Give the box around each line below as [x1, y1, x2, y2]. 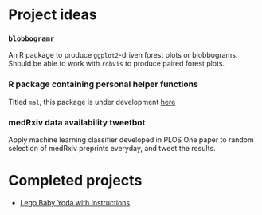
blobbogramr [8, 34, 55, 43]
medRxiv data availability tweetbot [8, 117, 146, 128]
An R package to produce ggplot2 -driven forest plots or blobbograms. [8, 50, 238, 60]
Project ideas [8, 6, 97, 24]
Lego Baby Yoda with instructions [19, 198, 130, 208]
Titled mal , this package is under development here [8, 97, 176, 106]
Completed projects [8, 172, 143, 189]
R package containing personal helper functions [8, 78, 199, 90]
